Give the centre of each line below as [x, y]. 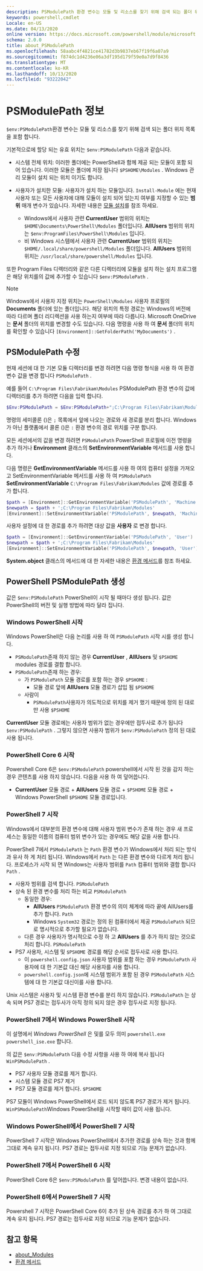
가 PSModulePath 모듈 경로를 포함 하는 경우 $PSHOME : [86, 680]
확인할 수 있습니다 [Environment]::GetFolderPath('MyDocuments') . [94, 332]
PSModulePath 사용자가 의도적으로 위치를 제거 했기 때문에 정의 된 [108, 702]
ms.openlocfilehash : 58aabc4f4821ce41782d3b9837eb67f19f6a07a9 [88, 51]
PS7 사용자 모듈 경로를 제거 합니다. [56, 1073]
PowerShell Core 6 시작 [40, 755]
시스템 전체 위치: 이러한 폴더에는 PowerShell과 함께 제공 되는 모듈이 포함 [100, 162]
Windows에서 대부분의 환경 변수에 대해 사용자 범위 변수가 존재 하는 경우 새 [94, 829]
